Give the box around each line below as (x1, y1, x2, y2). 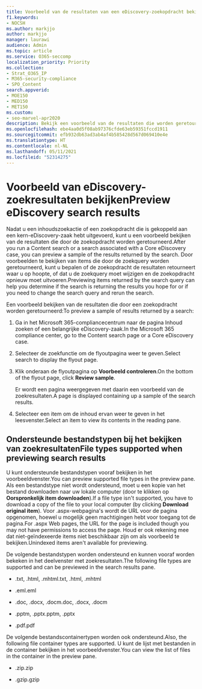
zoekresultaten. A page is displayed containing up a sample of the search (14, 392, 195, 400)
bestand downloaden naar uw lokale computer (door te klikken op (6, 488, 170, 495)
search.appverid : (6, 87, 50, 93)
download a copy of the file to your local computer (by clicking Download (6, 501, 189, 508)
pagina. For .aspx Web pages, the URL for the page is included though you (6, 520, 189, 527)
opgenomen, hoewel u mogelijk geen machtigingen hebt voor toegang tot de (6, 513, 196, 521)
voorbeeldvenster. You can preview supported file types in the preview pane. (6, 476, 195, 483)
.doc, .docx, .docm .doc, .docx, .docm (14, 599, 108, 606)
